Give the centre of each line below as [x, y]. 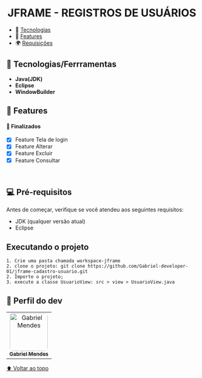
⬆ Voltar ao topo [28, 368]
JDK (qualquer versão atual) [50, 222]
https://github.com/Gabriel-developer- [138, 267]
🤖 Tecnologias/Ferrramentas [62, 65]
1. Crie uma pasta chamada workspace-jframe [63, 261]
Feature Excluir [34, 153]
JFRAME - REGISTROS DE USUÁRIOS [102, 13]
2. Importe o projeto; [35, 277]
